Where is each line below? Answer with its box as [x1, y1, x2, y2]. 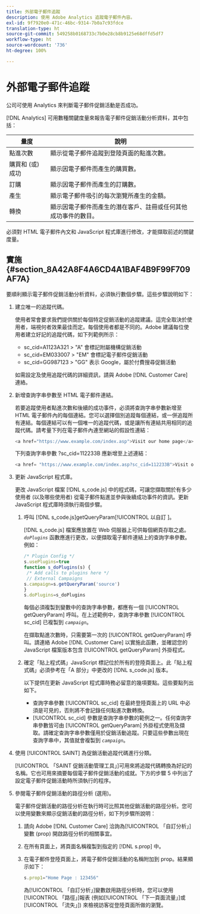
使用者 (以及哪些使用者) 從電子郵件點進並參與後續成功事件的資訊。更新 [14, 494, 189, 501]
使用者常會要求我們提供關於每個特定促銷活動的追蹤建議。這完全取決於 [14, 316, 187, 323]
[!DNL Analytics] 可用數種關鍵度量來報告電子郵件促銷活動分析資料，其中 [6, 114, 183, 121]
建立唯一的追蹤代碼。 [14, 303, 67, 310]
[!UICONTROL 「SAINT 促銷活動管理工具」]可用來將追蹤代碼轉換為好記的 [14, 762, 192, 769]
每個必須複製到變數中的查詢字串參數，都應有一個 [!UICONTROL [23, 604, 180, 611]
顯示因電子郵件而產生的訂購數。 [50, 180, 140, 188]
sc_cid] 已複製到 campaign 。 [23, 619, 92, 626]
